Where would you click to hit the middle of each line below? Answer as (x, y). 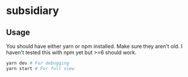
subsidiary (33, 11)
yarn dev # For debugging (37, 63)
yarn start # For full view (40, 68)
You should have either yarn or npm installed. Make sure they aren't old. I (94, 46)
